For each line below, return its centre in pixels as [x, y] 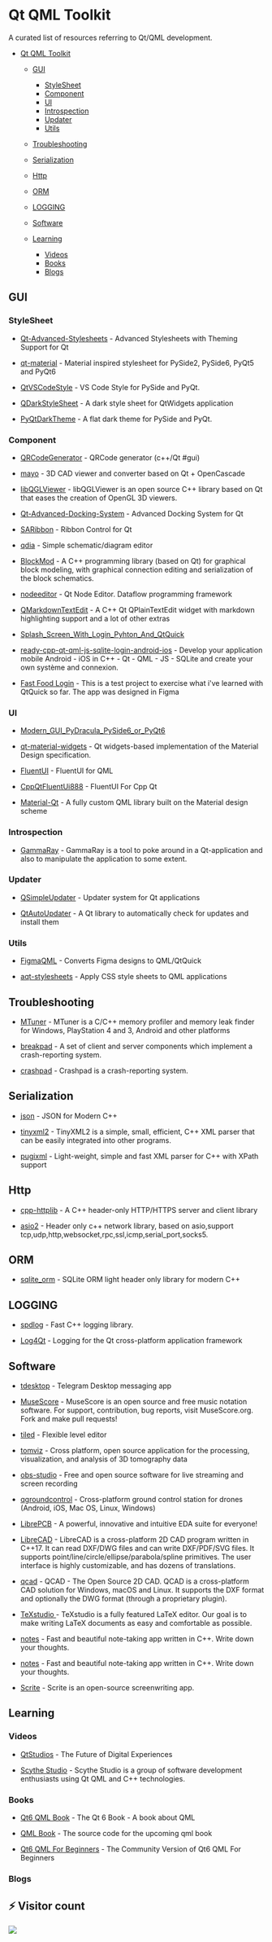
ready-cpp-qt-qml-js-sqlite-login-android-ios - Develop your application [141, 650]
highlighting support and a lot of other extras [95, 618]
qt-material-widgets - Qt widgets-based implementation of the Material [139, 746]
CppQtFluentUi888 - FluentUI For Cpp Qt [89, 787]
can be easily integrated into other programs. [96, 1140]
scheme [34, 811]
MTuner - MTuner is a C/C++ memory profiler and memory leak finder [137, 1022]
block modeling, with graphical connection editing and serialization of [136, 569]
